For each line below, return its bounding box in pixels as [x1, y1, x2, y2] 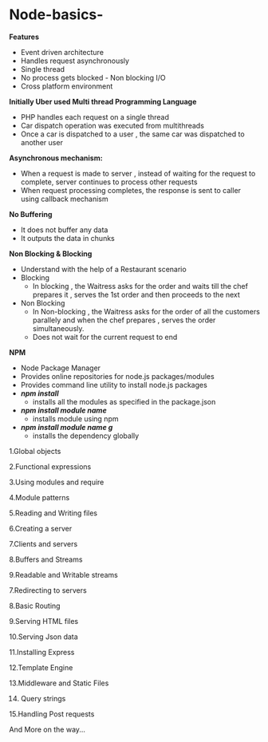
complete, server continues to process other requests [20, 177, 198, 187]
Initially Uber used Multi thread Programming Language [9, 97, 197, 106]
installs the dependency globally [32, 431, 140, 440]
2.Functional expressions [9, 461, 92, 472]
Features [9, 32, 39, 41]
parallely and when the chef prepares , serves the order [32, 315, 216, 325]
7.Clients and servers [9, 539, 78, 548]
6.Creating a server [9, 523, 73, 533]
